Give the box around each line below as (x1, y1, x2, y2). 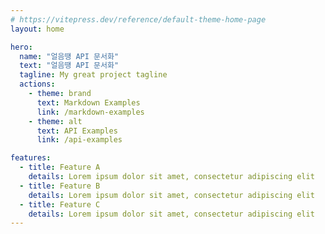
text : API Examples (36, 126, 118, 136)
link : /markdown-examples (36, 107, 145, 117)
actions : (19, 79, 56, 90)
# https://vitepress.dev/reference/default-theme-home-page (10, 14, 267, 25)
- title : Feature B (19, 181, 101, 191)
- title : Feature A (19, 162, 101, 173)
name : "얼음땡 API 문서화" (19, 51, 120, 61)
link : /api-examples (36, 135, 123, 145)
